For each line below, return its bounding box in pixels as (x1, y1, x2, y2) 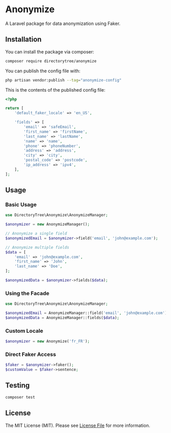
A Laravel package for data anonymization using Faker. (5, 20, 121, 26)
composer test (5, 394, 36, 400)
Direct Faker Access (5, 351, 56, 358)
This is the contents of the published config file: (5, 86, 105, 93)
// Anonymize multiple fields (5, 245, 70, 250)
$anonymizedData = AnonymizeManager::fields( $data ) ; (5, 315, 120, 320)
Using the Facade (5, 290, 49, 297)
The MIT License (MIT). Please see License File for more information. (5, 422, 150, 428)
